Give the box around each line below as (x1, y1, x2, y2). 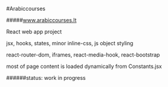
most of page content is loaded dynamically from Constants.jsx (6, 63, 163, 70)
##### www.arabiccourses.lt (6, 17, 77, 23)
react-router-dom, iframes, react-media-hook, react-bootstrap (6, 51, 160, 58)
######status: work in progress (6, 74, 86, 81)
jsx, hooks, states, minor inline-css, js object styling (6, 40, 133, 46)
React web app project (6, 28, 62, 35)
